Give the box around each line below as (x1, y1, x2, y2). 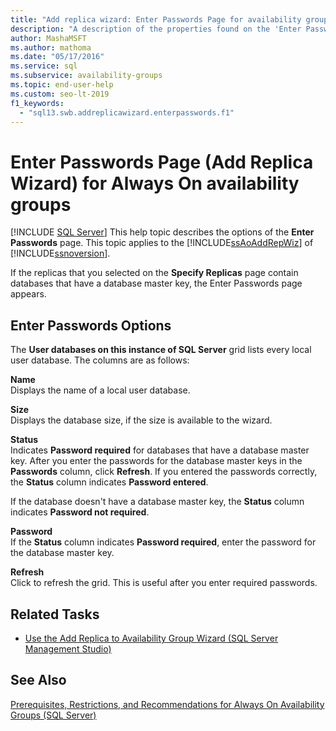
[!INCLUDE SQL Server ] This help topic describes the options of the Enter (10, 226, 315, 238)
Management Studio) (24, 642, 112, 655)
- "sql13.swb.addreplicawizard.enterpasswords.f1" (19, 107, 235, 118)
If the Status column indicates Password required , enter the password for (10, 536, 317, 548)
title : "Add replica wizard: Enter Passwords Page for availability (10, 14, 302, 25)
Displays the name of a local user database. (10, 384, 191, 396)
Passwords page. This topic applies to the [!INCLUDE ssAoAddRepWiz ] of (10, 237, 314, 249)
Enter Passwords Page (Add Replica (10, 151, 314, 173)
